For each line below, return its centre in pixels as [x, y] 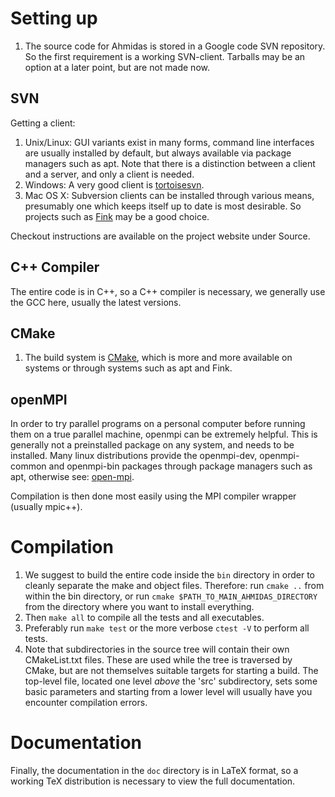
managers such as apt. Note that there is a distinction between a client [170, 163]
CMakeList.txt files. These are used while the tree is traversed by [158, 660]
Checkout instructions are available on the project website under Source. [160, 236]
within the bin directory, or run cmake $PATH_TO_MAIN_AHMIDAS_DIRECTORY [171, 596]
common [28, 466]
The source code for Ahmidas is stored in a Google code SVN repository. [175, 46]
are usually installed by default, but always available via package [158, 153]
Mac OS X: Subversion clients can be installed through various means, [169, 195]
